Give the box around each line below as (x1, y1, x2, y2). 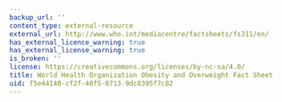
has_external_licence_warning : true (9, 37, 145, 47)
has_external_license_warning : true (9, 46, 145, 55)
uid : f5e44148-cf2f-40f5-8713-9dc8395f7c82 (9, 79, 174, 88)
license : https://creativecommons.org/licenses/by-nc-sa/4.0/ (9, 63, 245, 72)
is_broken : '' (9, 54, 62, 63)
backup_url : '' (9, 12, 66, 22)
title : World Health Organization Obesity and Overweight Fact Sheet (9, 71, 274, 80)
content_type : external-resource (9, 21, 134, 30)
